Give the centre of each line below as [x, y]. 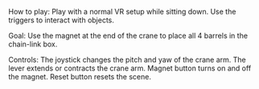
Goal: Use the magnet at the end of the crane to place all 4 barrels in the [128, 36]
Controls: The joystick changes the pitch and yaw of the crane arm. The [127, 60]
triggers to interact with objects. [62, 20]
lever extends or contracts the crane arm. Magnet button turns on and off [130, 68]
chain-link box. [33, 44]
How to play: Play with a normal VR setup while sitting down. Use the [122, 12]
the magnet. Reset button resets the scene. [80, 77]
